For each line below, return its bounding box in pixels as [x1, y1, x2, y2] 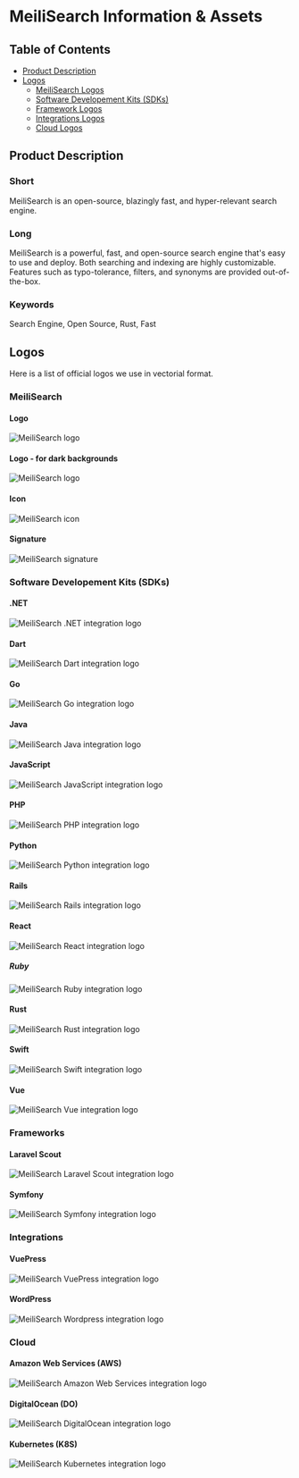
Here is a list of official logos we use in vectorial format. [9, 368, 214, 379]
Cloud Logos [35, 122, 83, 133]
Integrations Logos [35, 113, 105, 123]
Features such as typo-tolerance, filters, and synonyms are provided [9, 266, 262, 277]
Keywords [9, 298, 54, 310]
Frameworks [9, 1127, 65, 1139]
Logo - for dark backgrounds [9, 453, 119, 464]
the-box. [9, 275, 41, 287]
